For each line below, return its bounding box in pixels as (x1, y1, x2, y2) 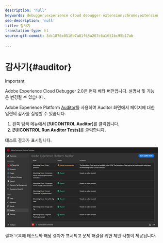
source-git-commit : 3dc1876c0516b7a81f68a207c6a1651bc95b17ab (5, 34, 133, 38)
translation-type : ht (5, 28, 49, 34)
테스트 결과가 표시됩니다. (5, 137, 52, 143)
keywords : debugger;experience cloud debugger (5, 13, 101, 18)
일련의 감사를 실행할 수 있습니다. (5, 110, 66, 116)
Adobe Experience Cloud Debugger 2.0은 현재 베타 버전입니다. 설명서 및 (5, 88, 146, 94)
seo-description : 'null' (5, 18, 55, 23)
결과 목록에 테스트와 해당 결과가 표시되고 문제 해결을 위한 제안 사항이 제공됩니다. (5, 233, 157, 239)
